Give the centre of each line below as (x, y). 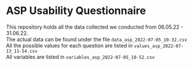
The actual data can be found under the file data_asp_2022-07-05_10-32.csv (97, 39)
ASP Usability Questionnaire (76, 11)
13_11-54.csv (22, 51)
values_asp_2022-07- (159, 46)
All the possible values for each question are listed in (69, 46)
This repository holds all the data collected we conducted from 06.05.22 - (95, 27)
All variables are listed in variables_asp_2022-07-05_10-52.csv (80, 57)
